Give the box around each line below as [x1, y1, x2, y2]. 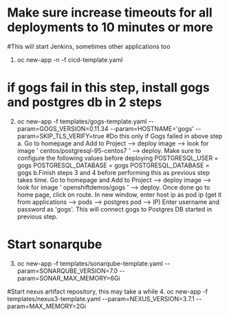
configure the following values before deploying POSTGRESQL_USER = [17, 154, 219, 162]
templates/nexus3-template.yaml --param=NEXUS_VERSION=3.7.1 [7, 294, 195, 303]
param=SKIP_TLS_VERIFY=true [17, 132, 105, 140]
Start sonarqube [7, 236, 102, 252]
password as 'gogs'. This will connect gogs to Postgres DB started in [17, 205, 212, 213]
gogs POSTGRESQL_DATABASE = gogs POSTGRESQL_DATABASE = [17, 161, 210, 170]
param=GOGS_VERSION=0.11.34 [17, 124, 109, 132]
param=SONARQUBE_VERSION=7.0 [17, 267, 118, 275]
